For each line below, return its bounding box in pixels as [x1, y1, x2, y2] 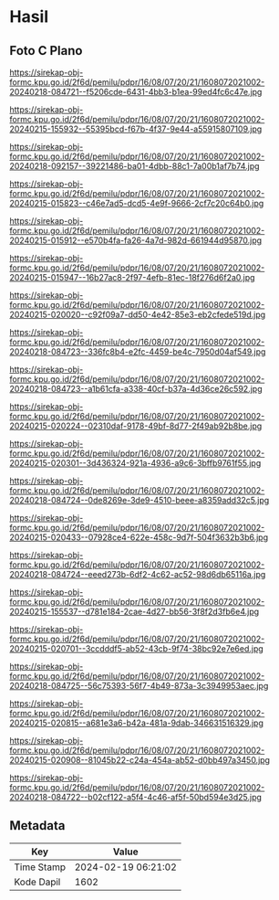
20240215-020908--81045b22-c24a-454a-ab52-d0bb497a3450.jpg [9, 755, 271, 765]
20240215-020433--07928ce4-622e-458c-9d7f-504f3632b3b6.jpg [9, 532, 269, 543]
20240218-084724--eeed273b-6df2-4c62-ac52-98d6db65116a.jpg [9, 569, 266, 579]
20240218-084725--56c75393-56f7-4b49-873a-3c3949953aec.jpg [9, 681, 269, 691]
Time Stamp [14, 861, 67, 874]
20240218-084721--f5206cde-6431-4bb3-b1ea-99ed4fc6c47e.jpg [9, 87, 263, 97]
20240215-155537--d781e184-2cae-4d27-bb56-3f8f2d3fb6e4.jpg [9, 606, 260, 617]
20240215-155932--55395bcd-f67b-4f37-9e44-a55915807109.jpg [9, 123, 263, 134]
